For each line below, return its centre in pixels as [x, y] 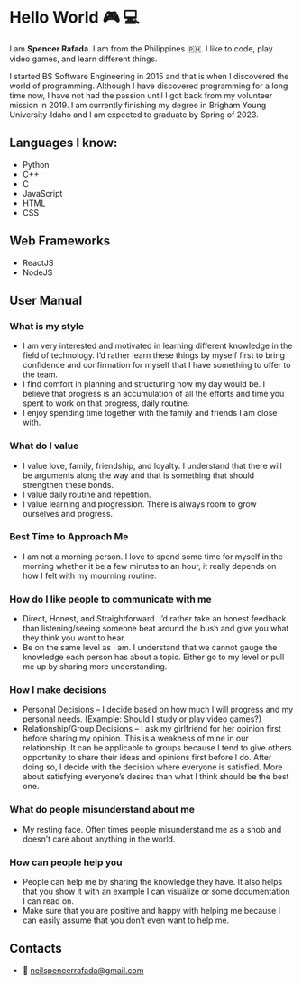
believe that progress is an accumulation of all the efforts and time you [153, 394]
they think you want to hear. [74, 638]
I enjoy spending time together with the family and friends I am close [150, 413]
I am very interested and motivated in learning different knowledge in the [157, 346]
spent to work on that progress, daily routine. [106, 403]
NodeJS [37, 272]
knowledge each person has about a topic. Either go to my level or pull [153, 657]
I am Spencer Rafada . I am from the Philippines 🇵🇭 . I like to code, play [141, 48]
